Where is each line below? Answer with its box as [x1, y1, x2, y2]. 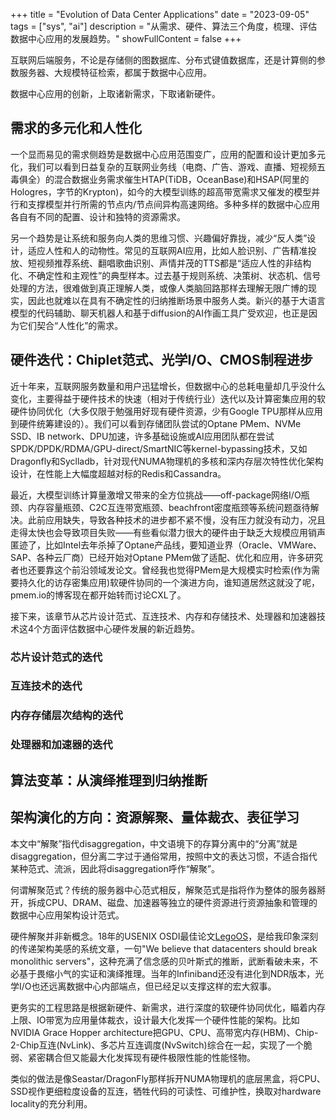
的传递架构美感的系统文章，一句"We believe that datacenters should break [10, 942, 318, 954]
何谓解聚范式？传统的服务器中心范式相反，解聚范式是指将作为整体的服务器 [10, 884, 317, 896]
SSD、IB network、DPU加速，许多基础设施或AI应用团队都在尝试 [10, 430, 275, 442]
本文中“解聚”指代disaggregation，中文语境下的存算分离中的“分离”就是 [10, 837, 298, 849]
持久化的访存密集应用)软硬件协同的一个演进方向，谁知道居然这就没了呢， [18, 576, 321, 588]
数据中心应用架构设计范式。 [10, 909, 125, 921]
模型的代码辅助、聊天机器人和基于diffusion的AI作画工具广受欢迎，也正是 [10, 307, 309, 319]
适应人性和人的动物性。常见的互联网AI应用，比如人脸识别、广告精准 [27, 244, 308, 256]
